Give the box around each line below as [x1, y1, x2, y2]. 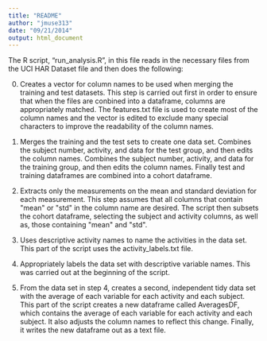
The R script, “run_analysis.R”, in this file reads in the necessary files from [8, 56, 250, 65]
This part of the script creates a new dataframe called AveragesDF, [19, 300, 240, 310]
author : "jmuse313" [8, 19, 73, 27]
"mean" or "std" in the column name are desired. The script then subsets [19, 203, 259, 213]
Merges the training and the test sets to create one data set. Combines [19, 137, 252, 147]
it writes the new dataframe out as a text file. [19, 325, 167, 335]
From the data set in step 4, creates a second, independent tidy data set [19, 283, 256, 293]
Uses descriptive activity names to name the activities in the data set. [19, 235, 248, 245]
